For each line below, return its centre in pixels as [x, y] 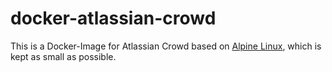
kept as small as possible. [63, 56]
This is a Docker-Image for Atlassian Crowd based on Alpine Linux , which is [166, 46]
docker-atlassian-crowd [113, 18]
